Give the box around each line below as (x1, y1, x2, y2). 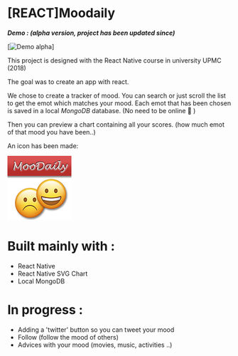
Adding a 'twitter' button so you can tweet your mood (17, 325, 175, 334)
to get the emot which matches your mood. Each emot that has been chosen (7, 98, 232, 108)
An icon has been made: (7, 141, 79, 150)
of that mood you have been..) (7, 127, 96, 136)
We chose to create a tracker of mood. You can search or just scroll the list (7, 91, 226, 100)
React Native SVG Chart (17, 269, 88, 278)
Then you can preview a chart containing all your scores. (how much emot (7, 120, 225, 129)
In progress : (7, 302, 83, 318)
